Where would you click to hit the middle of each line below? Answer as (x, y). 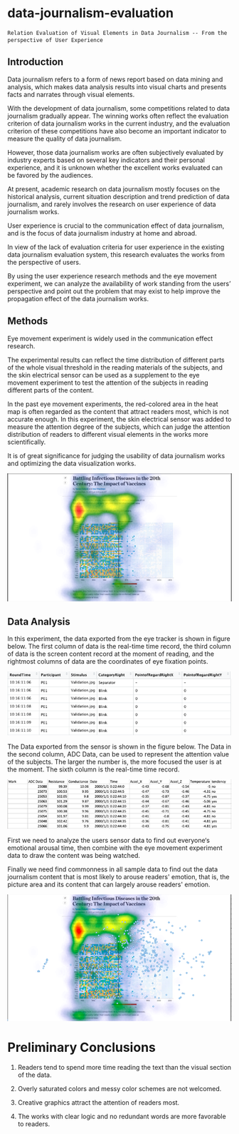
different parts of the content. (51, 390)
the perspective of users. (44, 262)
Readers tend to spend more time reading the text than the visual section (124, 1067)
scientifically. (27, 442)
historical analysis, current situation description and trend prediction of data (118, 196)
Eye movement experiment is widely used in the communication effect (110, 338)
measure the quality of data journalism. (65, 138)
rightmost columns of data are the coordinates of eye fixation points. (108, 662)
